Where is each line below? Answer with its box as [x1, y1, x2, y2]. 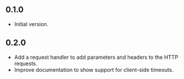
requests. [14, 59, 38, 67]
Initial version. [14, 20, 49, 27]
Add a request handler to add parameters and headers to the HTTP [14, 53, 179, 61]
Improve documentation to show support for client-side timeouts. [14, 66, 174, 73]
